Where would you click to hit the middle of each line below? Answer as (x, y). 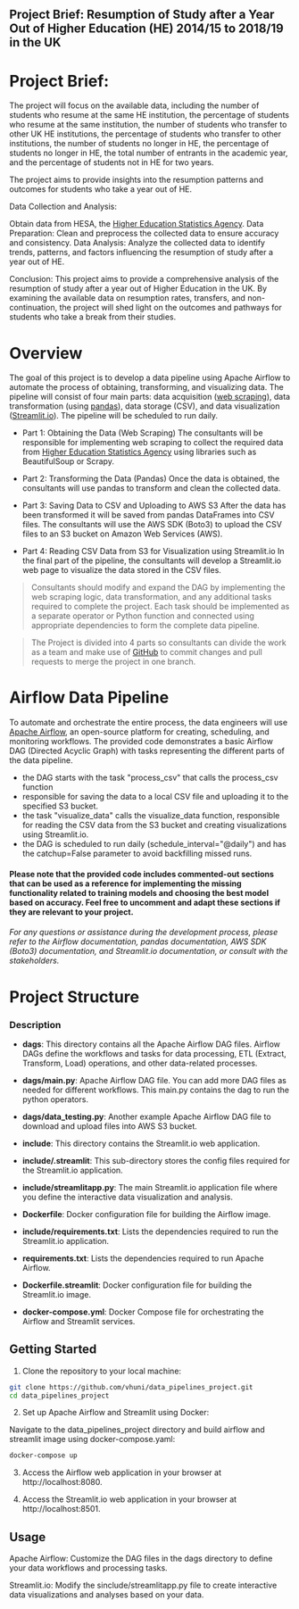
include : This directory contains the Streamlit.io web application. (141, 1143)
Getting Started (53, 1350)
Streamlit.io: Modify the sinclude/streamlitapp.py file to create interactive (143, 1585)
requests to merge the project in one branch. (113, 662)
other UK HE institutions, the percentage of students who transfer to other (145, 134)
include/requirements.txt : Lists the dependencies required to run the (150, 1232)
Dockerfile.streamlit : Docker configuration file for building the (137, 1285)
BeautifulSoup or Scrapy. (68, 461)
